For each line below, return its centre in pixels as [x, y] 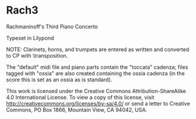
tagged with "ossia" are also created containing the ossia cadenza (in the [96, 73]
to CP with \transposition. [37, 55]
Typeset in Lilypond [30, 38]
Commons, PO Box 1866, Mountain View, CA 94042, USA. [77, 110]
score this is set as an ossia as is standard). [59, 80]
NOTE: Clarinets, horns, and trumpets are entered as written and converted [98, 49]
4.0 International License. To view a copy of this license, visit [80, 97]
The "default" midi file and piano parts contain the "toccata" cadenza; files [97, 67]
